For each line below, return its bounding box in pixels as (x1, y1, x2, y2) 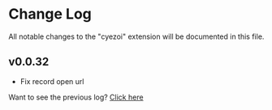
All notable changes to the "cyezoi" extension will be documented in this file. (8, 32, 265, 41)
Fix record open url (19, 76, 84, 86)
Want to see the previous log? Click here (8, 92, 144, 102)
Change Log (8, 5, 92, 23)
